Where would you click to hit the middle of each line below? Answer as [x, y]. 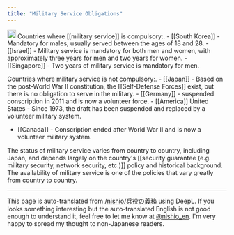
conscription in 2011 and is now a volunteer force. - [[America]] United [108, 101]
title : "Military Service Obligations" [65, 14]
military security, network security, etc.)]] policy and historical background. [115, 165]
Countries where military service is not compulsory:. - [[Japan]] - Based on [115, 79]
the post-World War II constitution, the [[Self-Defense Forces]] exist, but [111, 86]
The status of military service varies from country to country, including [109, 151]
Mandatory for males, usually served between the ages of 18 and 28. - [108, 43]
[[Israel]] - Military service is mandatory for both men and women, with [109, 51]
